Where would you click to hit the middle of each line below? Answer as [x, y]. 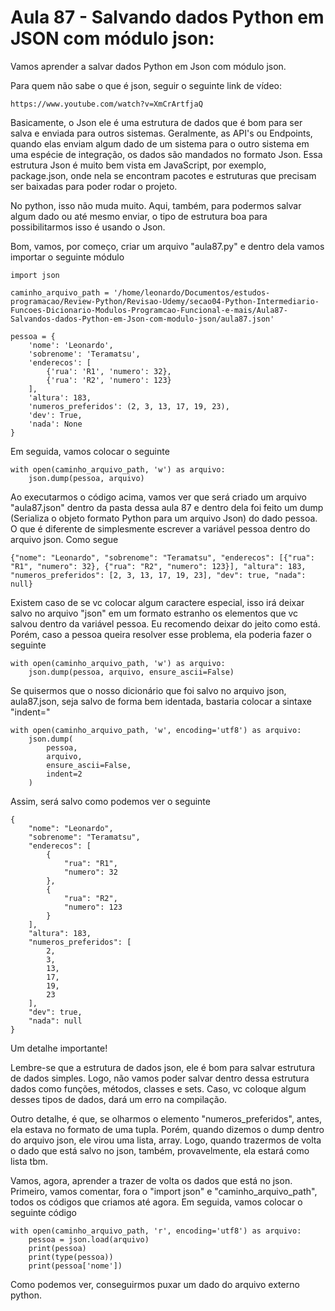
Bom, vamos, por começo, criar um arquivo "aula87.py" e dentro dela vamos [167, 246]
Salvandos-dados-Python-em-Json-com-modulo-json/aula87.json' [142, 319]
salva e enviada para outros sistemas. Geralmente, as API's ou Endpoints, [161, 133]
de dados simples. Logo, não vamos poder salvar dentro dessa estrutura [160, 1078]
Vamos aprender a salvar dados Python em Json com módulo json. [148, 66]
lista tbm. [29, 1161]
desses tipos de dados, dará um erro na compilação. [119, 1099]
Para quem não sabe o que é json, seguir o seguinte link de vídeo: [146, 85]
